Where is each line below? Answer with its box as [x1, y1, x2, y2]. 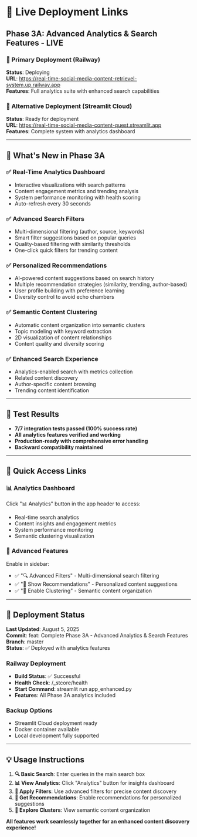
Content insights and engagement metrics [14, 519, 116, 527]
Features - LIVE [6, 38, 63, 48]
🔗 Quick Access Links [6, 466, 87, 476]
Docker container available [14, 726, 80, 733]
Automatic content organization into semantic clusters [14, 321, 145, 328]
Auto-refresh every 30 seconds [14, 200, 91, 207]
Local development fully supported [14, 732, 100, 739]
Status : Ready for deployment [6, 116, 79, 123]
